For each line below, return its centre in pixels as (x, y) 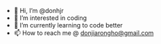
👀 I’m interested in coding (50, 18)
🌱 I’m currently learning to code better (68, 25)
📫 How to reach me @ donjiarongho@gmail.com (84, 33)
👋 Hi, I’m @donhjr (39, 11)
